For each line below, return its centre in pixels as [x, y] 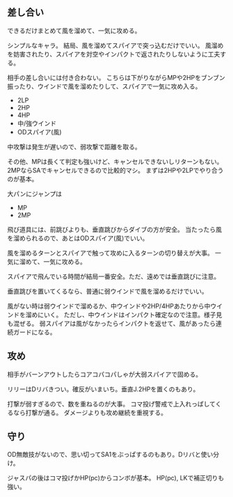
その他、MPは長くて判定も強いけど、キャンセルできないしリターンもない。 [115, 161]
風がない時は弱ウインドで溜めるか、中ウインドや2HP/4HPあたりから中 [109, 306]
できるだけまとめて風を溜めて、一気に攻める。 [74, 31]
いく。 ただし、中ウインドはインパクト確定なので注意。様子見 [133, 315]
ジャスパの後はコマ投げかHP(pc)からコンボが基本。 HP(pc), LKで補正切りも [116, 478]
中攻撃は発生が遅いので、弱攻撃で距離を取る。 [74, 147]
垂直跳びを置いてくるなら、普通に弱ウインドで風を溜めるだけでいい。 [107, 291]
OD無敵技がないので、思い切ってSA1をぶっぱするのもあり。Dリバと [104, 455]
